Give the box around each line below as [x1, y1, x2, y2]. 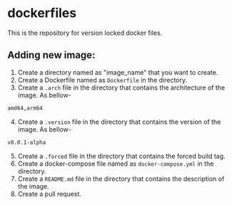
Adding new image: [7, 49, 96, 61]
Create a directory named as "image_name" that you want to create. [17, 68, 218, 76]
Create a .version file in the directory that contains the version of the [17, 117, 221, 126]
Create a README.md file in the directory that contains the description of [17, 174, 225, 183]
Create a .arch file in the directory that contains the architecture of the [17, 83, 226, 92]
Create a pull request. [17, 189, 82, 198]
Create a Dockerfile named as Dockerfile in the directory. [17, 75, 188, 84]
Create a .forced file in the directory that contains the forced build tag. [17, 152, 226, 160]
